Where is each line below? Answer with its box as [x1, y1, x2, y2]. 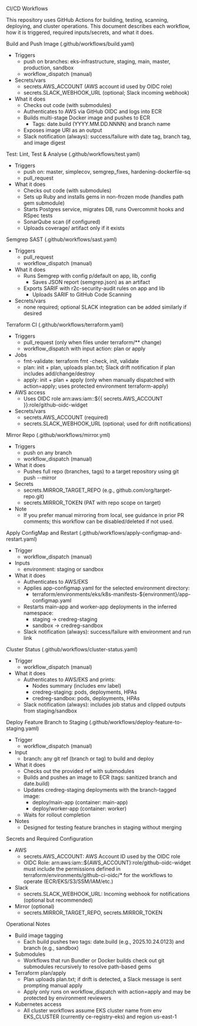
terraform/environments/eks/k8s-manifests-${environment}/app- [32, 591, 191, 598]
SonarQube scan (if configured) [23, 218, 101, 225]
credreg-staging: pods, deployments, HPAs [32, 688, 137, 695]
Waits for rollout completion [23, 811, 91, 818]
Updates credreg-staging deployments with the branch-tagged [23, 787, 176, 793]
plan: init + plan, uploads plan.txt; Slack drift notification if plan [23, 364, 175, 371]
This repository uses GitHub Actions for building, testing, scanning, [6, 16, 169, 23]
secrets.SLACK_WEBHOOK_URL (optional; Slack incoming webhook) [23, 89, 190, 96]
